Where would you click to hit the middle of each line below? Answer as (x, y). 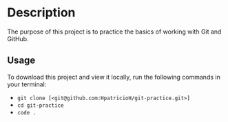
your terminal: (27, 84)
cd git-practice (40, 105)
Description (41, 13)
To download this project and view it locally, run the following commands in (114, 77)
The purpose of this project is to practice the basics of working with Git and (114, 32)
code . (27, 112)
